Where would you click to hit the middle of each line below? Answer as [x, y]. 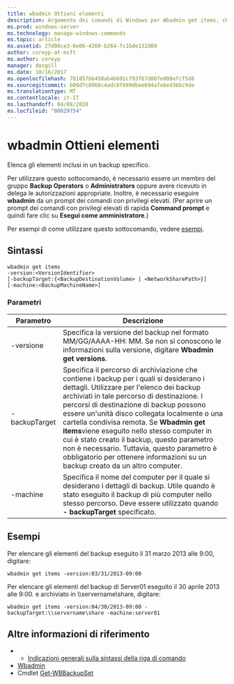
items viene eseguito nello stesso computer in [137, 431]
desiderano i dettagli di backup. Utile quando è [139, 485]
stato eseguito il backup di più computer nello [137, 494]
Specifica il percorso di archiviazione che [130, 370]
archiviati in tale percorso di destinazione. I [133, 396]
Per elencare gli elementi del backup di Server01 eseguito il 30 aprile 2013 [114, 586]
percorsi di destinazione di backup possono [134, 404]
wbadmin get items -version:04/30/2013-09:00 [74, 607]
